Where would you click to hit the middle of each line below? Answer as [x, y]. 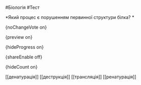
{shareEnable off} [24, 57]
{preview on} [19, 37]
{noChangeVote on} [26, 27]
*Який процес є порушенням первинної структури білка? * [70, 17]
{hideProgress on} [25, 47]
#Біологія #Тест [22, 7]
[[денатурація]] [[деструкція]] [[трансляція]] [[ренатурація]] [71, 77]
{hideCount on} [21, 67]
